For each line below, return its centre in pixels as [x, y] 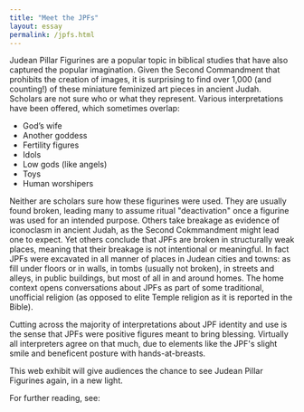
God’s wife [42, 126]
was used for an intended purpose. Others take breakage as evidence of [145, 220]
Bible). [21, 307]
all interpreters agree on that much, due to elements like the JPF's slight [143, 344]
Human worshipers [58, 184]
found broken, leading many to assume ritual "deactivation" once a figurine [149, 211]
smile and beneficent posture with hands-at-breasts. [108, 353]
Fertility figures [51, 145]
